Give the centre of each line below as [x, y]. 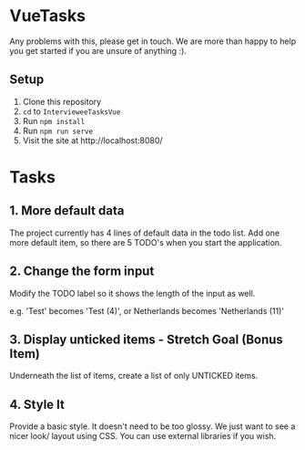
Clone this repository [62, 101]
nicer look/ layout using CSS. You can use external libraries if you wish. [143, 436]
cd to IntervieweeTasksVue [71, 111]
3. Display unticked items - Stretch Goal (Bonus [147, 339]
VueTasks [48, 16]
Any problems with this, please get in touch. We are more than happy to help [153, 41]
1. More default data [67, 211]
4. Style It [37, 404]
